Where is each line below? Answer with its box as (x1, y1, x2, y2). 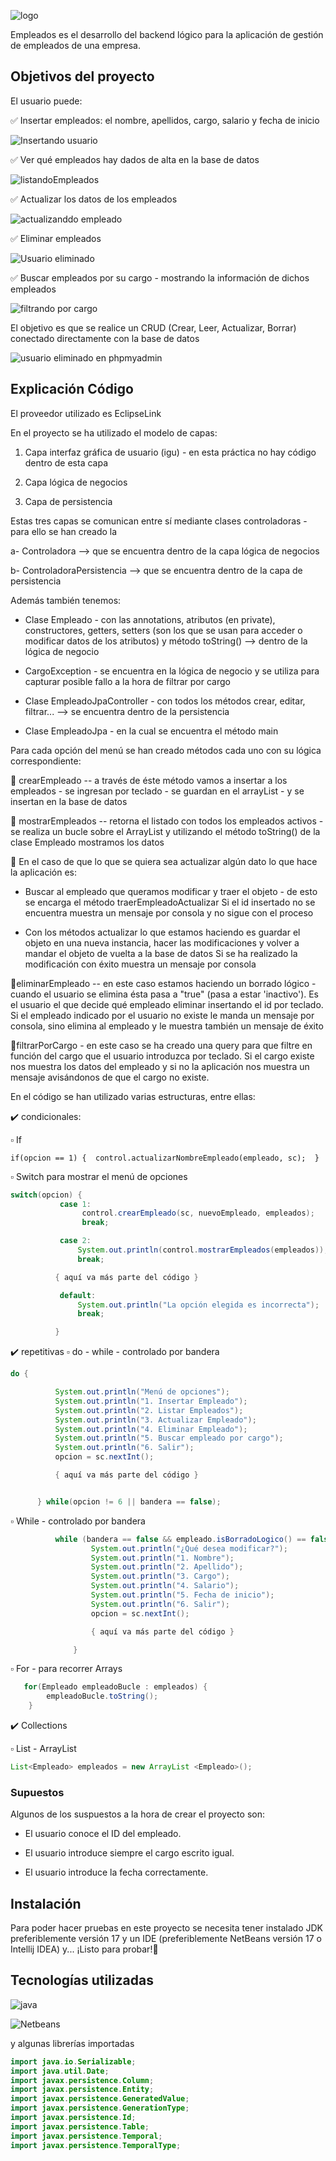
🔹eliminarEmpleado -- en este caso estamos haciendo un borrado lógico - (10, 977, 317, 989)
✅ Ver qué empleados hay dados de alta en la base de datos (10, 153, 260, 165)
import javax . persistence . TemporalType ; (10, 2140, 182, 2150)
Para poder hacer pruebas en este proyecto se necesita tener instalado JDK (10, 1921, 323, 1934)
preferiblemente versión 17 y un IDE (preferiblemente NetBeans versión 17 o (10, 1932, 322, 1944)
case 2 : (59, 1236, 92, 1246)
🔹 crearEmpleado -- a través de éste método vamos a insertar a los (10, 774, 288, 786)
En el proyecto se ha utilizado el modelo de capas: (10, 426, 218, 439)
